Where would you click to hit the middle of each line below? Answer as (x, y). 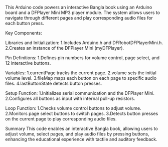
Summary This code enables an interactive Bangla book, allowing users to (81, 128)
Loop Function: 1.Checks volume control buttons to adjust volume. (73, 108)
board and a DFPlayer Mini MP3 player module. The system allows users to (83, 13)
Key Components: (24, 33)
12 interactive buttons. (28, 63)
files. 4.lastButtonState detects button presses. (54, 83)
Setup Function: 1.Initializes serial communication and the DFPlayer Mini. (80, 93)
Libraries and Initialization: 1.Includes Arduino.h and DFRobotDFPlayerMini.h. (84, 43)
